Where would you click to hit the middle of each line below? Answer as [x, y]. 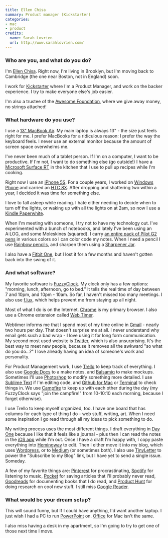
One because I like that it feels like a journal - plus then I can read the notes [83, 434]
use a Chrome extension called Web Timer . [50, 315]
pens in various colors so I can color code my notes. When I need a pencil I [83, 239]
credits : [14, 33]
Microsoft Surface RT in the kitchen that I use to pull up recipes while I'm [80, 167]
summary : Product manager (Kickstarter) [48, 15]
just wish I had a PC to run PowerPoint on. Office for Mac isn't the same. [80, 516]
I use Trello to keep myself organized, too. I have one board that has [75, 408]
